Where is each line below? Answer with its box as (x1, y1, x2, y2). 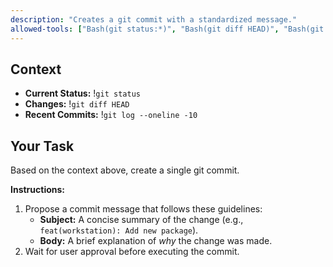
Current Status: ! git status (24, 87, 141, 100)
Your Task (10, 137, 75, 155)
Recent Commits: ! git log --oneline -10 (24, 109, 198, 121)
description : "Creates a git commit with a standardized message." (10, 14, 298, 25)
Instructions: (10, 184, 66, 196)
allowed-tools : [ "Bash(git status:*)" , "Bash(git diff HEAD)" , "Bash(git (10, 24, 325, 34)
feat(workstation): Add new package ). (39, 224, 199, 236)
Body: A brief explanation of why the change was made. (39, 235, 273, 247)
